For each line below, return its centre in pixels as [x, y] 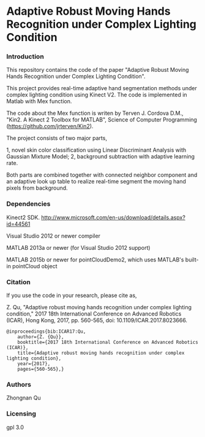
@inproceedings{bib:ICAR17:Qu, [46, 332]
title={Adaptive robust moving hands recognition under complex [101, 353]
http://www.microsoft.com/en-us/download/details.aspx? [113, 217]
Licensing [21, 414]
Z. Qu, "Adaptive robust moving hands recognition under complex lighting [99, 307]
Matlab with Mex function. [39, 101]
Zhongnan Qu [24, 398]
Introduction [25, 56]
